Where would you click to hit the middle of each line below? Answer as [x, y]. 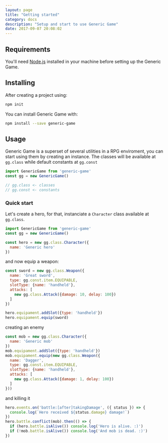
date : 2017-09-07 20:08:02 [34, 29]
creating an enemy [25, 327]
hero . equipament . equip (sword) [37, 318]
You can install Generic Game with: [42, 114]
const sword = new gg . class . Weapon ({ [45, 271]
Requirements [28, 49]
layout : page [19, 10]
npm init [14, 104]
